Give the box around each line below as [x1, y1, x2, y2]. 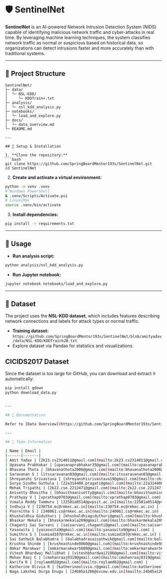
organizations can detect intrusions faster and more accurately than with [5, 45, 154, 51]
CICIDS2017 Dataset [5, 357, 69, 366]
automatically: [5, 376, 34, 382]
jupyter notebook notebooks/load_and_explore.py [5, 281, 108, 286]
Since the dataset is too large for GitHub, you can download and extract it [5, 371, 156, 377]
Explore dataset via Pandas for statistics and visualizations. [12, 343, 134, 349]
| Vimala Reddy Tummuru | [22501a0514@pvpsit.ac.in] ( [5, 499, 119, 504]
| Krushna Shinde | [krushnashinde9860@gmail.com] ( [5, 541, 114, 546]
